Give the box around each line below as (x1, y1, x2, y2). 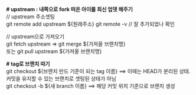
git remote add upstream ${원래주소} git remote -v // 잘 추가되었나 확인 (6, 21, 175, 27)
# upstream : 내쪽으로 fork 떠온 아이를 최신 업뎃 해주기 (6, 6, 133, 12)
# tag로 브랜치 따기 (6, 60, 50, 67)
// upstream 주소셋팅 (6, 13, 55, 20)
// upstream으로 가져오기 (6, 33, 65, 40)
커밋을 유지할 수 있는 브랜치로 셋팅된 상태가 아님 (6, 75, 117, 82)
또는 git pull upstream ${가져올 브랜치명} (6, 48, 102, 55)
